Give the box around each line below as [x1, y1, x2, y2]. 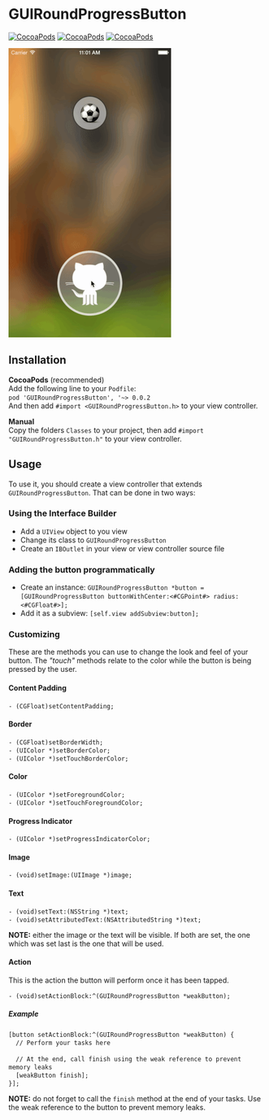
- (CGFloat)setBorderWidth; [8, 738, 104, 747]
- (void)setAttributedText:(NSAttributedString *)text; [8, 916, 202, 924]
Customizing [8, 629, 60, 640]
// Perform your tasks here [15, 1039, 111, 1047]
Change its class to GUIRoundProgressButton [20, 534, 167, 545]
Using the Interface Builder [8, 508, 117, 519]
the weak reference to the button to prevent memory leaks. [8, 1102, 206, 1112]
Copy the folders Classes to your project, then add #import [8, 425, 205, 435]
